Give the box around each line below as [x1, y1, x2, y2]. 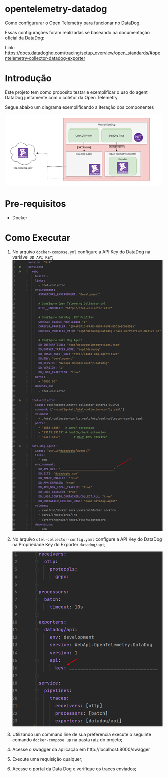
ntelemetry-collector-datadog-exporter [5, 55, 86, 61]
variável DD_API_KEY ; [12, 254, 54, 260]
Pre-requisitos [5, 198, 66, 209]
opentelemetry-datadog [5, 3, 107, 15]
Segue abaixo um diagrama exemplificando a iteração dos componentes [5, 104, 154, 110]
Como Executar [5, 232, 71, 243]
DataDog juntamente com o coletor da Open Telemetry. [5, 94, 119, 100]
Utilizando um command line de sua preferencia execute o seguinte [12, 731, 151, 738]
